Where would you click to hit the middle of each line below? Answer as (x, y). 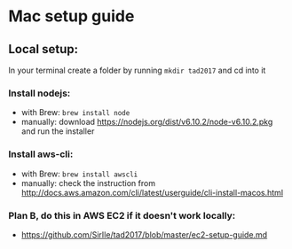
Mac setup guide (71, 16)
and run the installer (58, 131)
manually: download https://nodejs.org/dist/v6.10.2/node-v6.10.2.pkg (147, 122)
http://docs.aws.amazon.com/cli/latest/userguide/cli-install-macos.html (152, 192)
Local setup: (43, 49)
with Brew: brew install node (75, 113)
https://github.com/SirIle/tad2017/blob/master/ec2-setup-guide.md (144, 234)
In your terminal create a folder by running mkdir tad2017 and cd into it (137, 70)
